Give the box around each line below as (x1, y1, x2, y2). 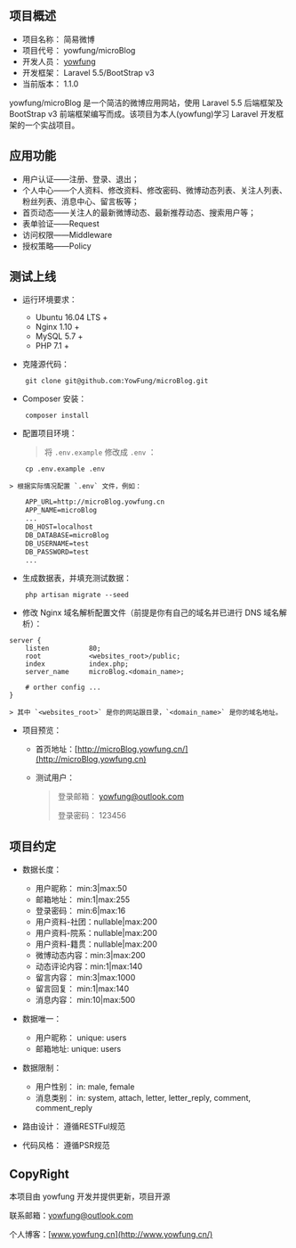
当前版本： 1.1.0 (21, 78, 79, 89)
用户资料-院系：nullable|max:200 (35, 928, 158, 939)
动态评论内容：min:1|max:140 (35, 961, 143, 972)
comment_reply (35, 1103, 93, 1113)
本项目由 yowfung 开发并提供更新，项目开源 (9, 1191, 171, 1202)
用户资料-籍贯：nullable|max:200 (35, 939, 158, 949)
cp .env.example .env (25, 464, 105, 474)
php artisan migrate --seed (25, 591, 129, 600)
